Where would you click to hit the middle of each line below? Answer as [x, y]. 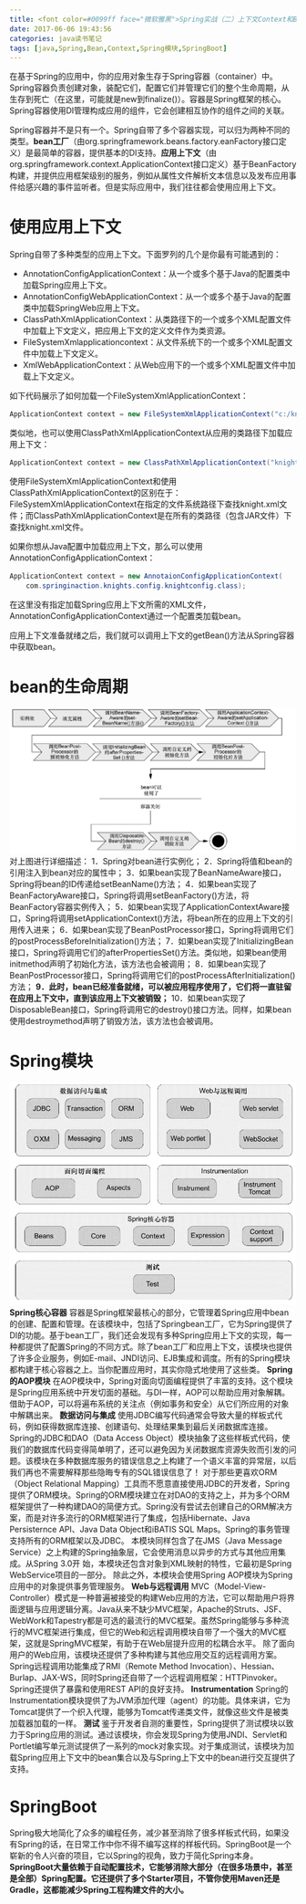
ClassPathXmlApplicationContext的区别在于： [96, 492]
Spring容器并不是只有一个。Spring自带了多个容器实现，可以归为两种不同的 [150, 130]
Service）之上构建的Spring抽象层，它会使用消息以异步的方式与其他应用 [144, 1553]
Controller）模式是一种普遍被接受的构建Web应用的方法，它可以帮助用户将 [148, 1598]
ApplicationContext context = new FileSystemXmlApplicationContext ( [142, 414]
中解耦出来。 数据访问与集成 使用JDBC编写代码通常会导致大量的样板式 [142, 1416]
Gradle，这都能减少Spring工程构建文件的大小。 [99, 1890]
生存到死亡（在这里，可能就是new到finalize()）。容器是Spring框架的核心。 [148, 99]
